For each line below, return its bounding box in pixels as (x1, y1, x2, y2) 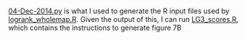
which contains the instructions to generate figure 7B (8, 23, 182, 32)
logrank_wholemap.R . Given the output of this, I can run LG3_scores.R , (8, 14, 239, 24)
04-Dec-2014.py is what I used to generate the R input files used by (8, 6, 230, 16)
